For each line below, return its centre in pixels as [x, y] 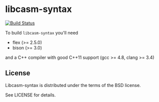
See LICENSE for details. [30, 95]
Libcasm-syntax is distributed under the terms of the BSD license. [73, 85]
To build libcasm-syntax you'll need [42, 32]
